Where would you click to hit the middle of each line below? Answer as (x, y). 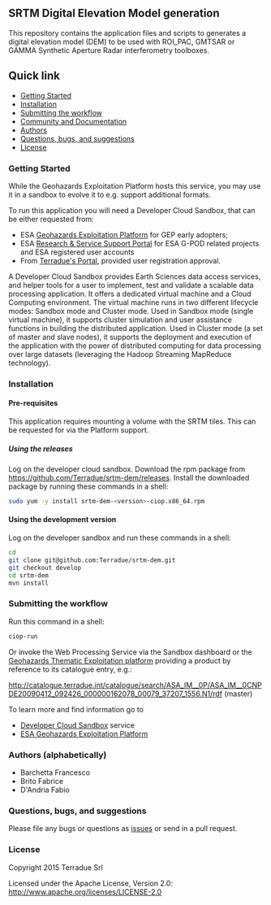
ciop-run (23, 636)
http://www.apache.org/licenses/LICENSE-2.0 (85, 892)
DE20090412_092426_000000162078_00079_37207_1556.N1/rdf (116, 694)
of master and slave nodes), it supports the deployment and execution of (130, 337)
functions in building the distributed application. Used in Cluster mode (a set (136, 328)
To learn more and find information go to (76, 709)
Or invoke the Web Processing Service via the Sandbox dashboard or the (131, 652)
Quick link (34, 76)
